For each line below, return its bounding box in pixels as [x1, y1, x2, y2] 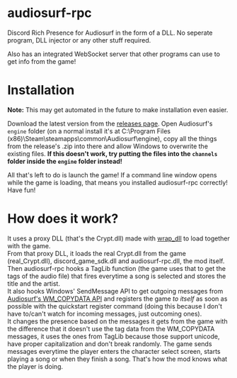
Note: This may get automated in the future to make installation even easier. [7, 105, 229, 114]
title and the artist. [7, 279, 60, 288]
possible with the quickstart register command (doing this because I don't [7, 301, 223, 310]
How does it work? [7, 211, 119, 227]
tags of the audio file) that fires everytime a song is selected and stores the [7, 272, 226, 280]
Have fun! [7, 186, 36, 194]
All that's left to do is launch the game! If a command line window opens [7, 170, 217, 179]
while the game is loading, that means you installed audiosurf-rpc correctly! [7, 178, 229, 187]
